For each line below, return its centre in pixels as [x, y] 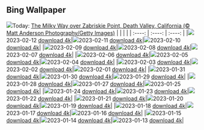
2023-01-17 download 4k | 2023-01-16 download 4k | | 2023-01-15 [94, 113]
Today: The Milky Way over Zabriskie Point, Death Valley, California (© [101, 25]
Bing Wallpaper [36, 10]
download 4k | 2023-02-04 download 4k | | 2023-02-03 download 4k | [99, 62]
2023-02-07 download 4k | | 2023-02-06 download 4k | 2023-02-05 [97, 55]
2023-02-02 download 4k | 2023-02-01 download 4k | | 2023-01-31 [96, 69]
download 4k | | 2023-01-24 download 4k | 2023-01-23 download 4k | [98, 91]
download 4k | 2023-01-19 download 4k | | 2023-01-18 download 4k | [97, 105]
